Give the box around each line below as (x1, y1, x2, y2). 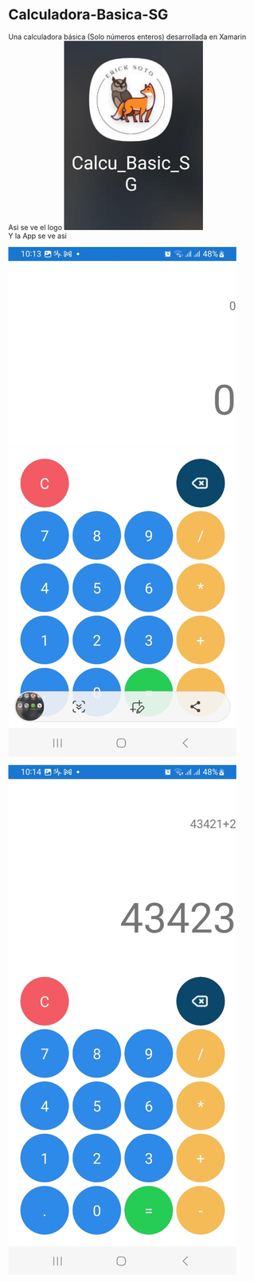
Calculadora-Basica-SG (8, 6, 169, 24)
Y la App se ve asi (8, 231, 68, 240)
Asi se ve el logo (8, 222, 62, 232)
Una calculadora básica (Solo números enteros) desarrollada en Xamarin (8, 32, 247, 41)
